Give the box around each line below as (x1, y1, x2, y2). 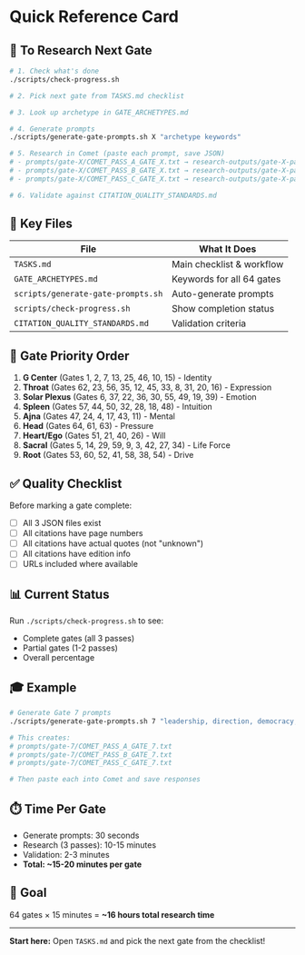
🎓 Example (9, 680, 77, 695)
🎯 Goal (9, 885, 47, 900)
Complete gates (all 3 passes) (22, 633, 135, 644)
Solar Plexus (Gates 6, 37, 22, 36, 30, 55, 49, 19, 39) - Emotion (22, 392, 257, 403)
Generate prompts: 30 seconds (22, 830, 140, 841)
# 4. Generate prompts (9, 124, 95, 134)
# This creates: (9, 733, 71, 742)
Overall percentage (22, 652, 95, 663)
